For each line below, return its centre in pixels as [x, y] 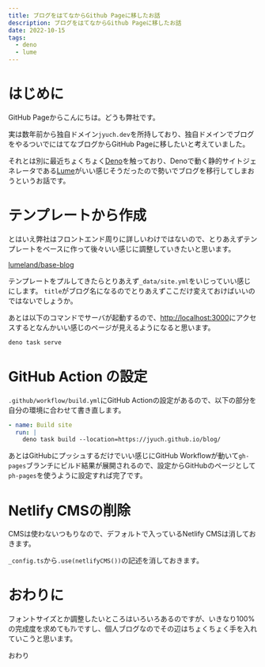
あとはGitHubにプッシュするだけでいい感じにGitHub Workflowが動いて [123, 456]
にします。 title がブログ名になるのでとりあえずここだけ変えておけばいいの [132, 290]
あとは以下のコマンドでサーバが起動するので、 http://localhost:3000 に [122, 317]
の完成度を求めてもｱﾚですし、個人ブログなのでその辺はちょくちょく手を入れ [133, 629]
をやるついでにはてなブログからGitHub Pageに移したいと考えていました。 [129, 144]
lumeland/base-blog [41, 264]
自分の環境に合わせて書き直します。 [67, 410]
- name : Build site [40, 425]
